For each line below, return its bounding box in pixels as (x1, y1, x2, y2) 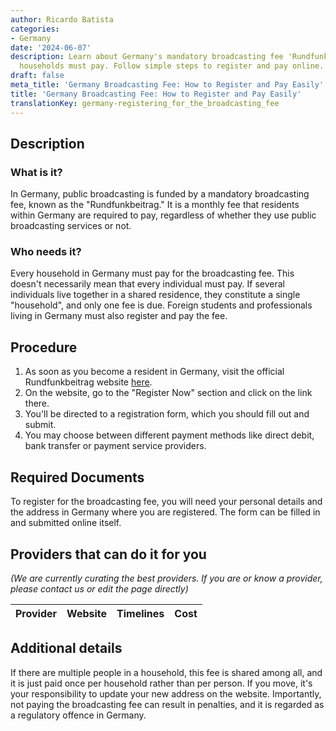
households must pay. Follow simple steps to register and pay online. (19, 61, 325, 71)
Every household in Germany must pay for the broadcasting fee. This (10, 267, 295, 280)
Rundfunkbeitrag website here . (24, 376, 153, 388)
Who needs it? (10, 245, 82, 259)
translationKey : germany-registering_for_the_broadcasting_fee (10, 98, 280, 108)
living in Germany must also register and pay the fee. (10, 310, 228, 322)
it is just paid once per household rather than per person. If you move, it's (10, 677, 313, 689)
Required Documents (10, 469, 145, 486)
